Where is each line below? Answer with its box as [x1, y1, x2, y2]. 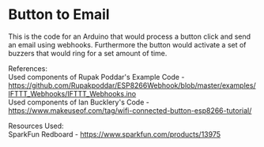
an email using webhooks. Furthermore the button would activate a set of [8, 40, 247, 49]
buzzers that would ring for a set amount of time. [8, 48, 168, 58]
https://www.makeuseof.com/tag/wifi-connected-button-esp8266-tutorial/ [8, 105, 252, 115]
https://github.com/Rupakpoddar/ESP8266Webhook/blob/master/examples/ [8, 81, 256, 90]
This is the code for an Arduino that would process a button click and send [8, 32, 251, 41]
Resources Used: [8, 121, 65, 130]
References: [8, 63, 47, 73]
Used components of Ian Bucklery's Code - [8, 97, 150, 107]
